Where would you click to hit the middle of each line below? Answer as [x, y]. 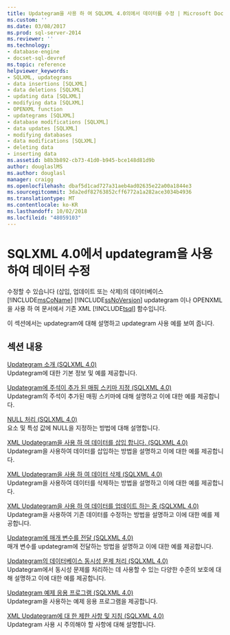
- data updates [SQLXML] [43, 128]
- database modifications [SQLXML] [58, 122]
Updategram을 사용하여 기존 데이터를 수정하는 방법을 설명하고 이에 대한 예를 [110, 515]
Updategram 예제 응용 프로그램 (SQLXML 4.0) [70, 593]
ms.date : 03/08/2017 [37, 26]
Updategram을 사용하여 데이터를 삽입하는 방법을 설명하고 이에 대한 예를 [104, 451]
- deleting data [30, 148]
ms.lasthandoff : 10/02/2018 [47, 211]
